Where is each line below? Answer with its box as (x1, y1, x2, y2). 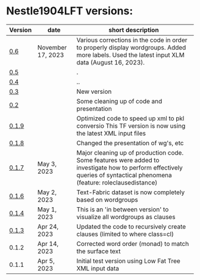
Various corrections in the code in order (76, 36, 187, 44)
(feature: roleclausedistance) (76, 178, 158, 186)
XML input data (76, 264, 119, 272)
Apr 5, (37, 257, 55, 265)
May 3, (37, 159, 57, 168)
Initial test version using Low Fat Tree (76, 257, 180, 265)
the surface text (76, 247, 121, 255)
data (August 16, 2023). (76, 58, 145, 66)
